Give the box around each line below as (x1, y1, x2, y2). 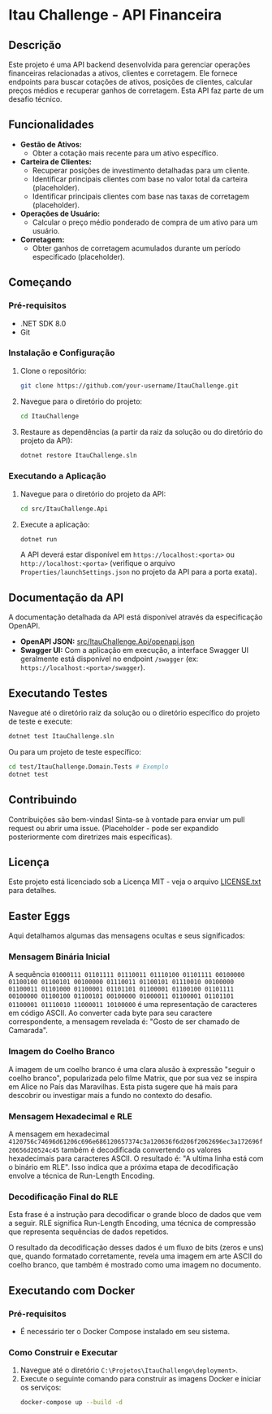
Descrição (8, 38, 62, 52)
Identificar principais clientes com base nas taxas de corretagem (32, 191, 250, 201)
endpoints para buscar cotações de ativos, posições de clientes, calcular (8, 77, 253, 86)
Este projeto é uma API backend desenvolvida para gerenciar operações (8, 59, 251, 69)
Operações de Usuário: (19, 208, 100, 218)
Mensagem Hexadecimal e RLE (8, 1110, 132, 1122)
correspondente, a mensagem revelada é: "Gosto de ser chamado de (8, 1017, 240, 1027)
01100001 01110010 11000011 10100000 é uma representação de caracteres (8, 1000, 257, 1009)
